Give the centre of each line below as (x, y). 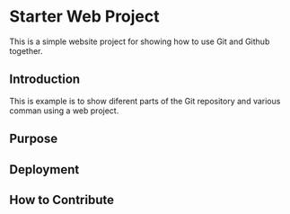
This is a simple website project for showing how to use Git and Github (140, 41)
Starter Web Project (84, 17)
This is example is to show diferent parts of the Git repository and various (145, 101)
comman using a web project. (64, 111)
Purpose (34, 139)
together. (26, 50)
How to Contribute (62, 200)
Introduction (45, 80)
